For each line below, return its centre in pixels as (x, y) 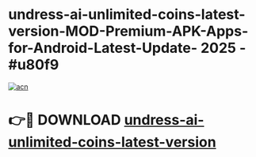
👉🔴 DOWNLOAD (65, 120)
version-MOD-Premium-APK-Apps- (128, 31)
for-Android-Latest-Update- (103, 48)
